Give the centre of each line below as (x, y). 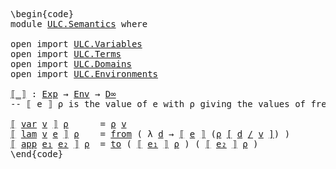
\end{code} (37, 154)
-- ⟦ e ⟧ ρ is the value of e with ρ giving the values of (158, 104)
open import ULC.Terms (66, 54)
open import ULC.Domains (71, 64)
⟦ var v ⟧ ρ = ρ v (68, 124)
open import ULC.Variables (76, 44)
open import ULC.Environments (84, 74)
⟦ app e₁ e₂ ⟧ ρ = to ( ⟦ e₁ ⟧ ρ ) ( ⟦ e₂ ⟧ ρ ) (134, 144)
